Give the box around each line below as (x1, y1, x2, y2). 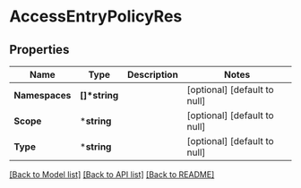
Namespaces (13, 90, 72, 101)
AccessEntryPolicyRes (9, 6, 183, 27)
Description (126, 69, 179, 81)
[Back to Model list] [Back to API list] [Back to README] (9, 169, 215, 180)
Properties (9, 42, 70, 57)
